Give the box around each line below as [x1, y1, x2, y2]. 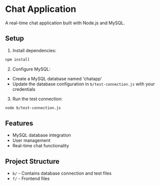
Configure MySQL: [12, 66, 51, 72]
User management [12, 137, 51, 143]
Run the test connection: [12, 96, 63, 102]
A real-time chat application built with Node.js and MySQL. [5, 20, 125, 26]
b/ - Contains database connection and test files [12, 170, 112, 177]
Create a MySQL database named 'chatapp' [12, 75, 102, 81]
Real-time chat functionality [12, 143, 70, 149]
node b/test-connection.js [5, 105, 61, 110]
